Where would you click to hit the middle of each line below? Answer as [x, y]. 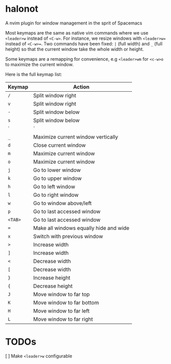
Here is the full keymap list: [34, 74]
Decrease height [53, 286]
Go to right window [56, 195]
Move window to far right [63, 319]
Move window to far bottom [66, 302]
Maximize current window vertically [76, 137]
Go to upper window [57, 178]
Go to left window [54, 187]
